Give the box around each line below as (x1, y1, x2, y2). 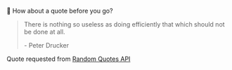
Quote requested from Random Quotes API (6, 55, 131, 63)
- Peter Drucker (23, 41, 70, 49)
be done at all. (23, 28, 65, 36)
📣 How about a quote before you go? (6, 7, 113, 15)
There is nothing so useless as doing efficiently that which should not (23, 20, 226, 28)
